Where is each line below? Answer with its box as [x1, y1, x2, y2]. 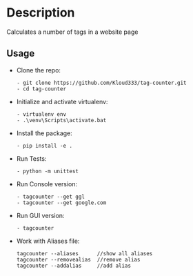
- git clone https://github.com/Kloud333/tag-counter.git [16, 79, 187, 86]
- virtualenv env [16, 110, 67, 118]
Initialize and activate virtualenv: [16, 97, 108, 106]
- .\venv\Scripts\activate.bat [16, 117, 107, 124]
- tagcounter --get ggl [16, 193, 85, 200]
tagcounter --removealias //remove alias [16, 256, 141, 263]
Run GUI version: [16, 211, 65, 219]
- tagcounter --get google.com [16, 199, 107, 206]
